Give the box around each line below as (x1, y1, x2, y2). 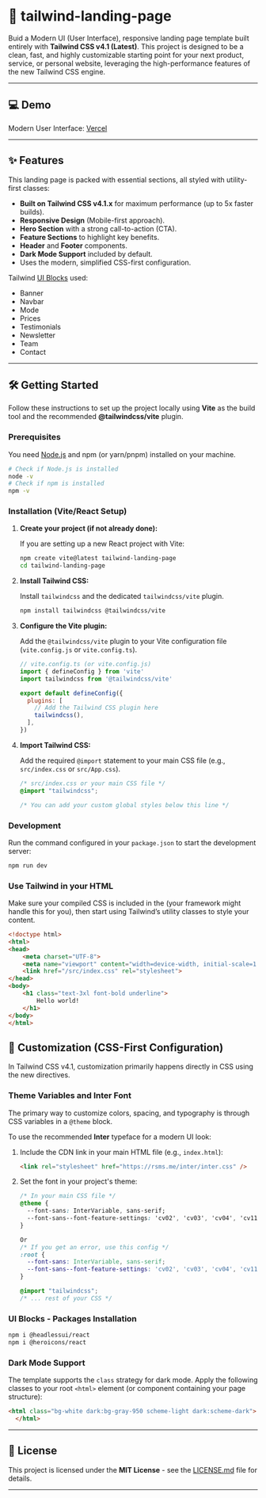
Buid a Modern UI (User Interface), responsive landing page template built (8, 33, 249, 43)
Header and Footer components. (19, 241, 128, 250)
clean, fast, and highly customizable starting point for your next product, (8, 50, 244, 59)
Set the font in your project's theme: (19, 1176, 138, 1187)
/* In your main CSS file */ (19, 1192, 116, 1200)
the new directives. (8, 1070, 70, 1080)
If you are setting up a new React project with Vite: (19, 539, 184, 549)
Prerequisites (8, 432, 61, 443)
